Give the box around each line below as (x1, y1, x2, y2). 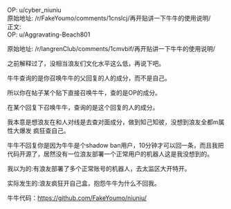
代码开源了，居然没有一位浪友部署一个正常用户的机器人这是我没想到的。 (7, 150, 213, 158)
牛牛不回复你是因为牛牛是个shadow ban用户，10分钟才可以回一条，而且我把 (7, 141, 225, 149)
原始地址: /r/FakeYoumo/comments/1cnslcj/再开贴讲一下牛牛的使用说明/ (7, 14, 211, 22)
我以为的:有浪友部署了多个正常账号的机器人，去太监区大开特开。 (7, 165, 192, 172)
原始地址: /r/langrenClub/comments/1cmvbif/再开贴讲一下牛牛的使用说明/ (7, 45, 216, 52)
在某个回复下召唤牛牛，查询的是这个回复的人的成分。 (7, 103, 159, 111)
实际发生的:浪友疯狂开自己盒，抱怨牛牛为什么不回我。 (7, 179, 161, 187)
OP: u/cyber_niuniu (7, 6, 62, 14)
